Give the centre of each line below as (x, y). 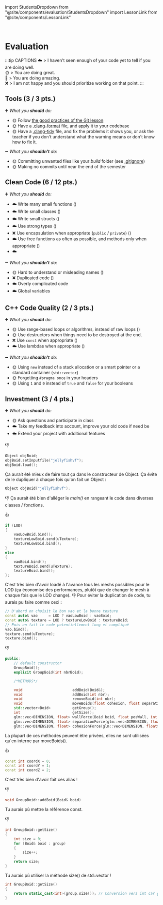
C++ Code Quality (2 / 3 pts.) (49, 308)
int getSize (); (54, 713)
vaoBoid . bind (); (30, 562)
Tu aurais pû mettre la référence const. (44, 809)
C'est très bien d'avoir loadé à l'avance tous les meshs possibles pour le (77, 585)
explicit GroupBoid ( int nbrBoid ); (49, 672)
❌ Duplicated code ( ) (33, 278)
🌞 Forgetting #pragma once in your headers (55, 378)
